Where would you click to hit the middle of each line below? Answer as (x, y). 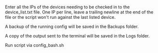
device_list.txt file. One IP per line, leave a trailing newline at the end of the (79, 12)
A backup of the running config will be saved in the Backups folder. (72, 26)
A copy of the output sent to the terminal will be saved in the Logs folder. (77, 36)
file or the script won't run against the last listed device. (60, 17)
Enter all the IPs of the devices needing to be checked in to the (67, 7)
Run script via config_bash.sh (35, 45)
